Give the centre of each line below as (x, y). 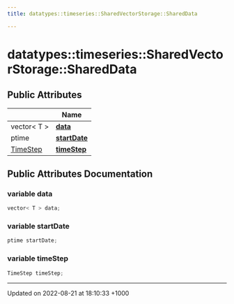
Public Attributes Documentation (80, 174)
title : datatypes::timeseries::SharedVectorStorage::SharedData (102, 14)
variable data (30, 194)
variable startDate (38, 226)
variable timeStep (38, 259)
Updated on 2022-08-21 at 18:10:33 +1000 (68, 293)
